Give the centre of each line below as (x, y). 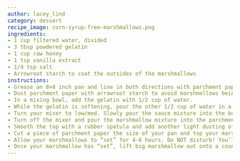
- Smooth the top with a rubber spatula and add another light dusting (116, 126)
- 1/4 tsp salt (30, 67)
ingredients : (27, 34)
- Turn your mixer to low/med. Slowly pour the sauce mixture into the (116, 113)
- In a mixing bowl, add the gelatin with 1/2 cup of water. (100, 100)
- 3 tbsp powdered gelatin (47, 47)
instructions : (29, 80)
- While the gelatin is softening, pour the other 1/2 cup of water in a (120, 107)
